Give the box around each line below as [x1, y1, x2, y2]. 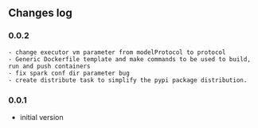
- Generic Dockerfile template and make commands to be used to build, [8, 55, 251, 63]
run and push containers [8, 62, 91, 70]
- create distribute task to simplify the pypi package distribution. [8, 76, 248, 84]
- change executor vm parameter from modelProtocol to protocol [8, 48, 226, 56]
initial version [19, 112, 64, 122]
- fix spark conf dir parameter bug [8, 69, 130, 77]
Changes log [8, 6, 73, 20]
